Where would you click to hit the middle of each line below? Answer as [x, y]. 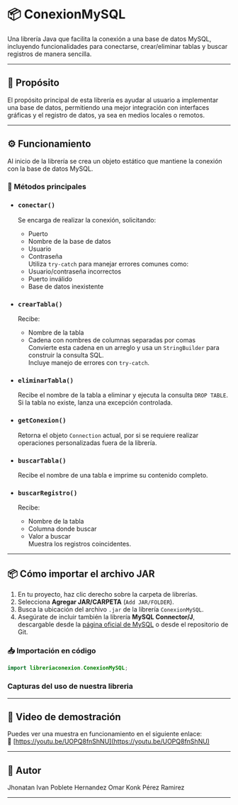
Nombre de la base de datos [69, 241]
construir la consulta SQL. [66, 355]
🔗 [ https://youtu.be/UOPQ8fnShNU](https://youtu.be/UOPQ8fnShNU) [109, 741]
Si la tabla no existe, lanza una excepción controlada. [95, 402]
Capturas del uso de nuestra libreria [70, 687]
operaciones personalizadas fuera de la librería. [87, 443]
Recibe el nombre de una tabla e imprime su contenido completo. [113, 475]
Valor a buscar [49, 536]
